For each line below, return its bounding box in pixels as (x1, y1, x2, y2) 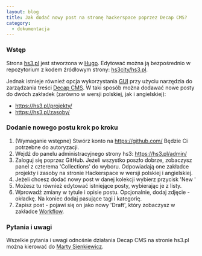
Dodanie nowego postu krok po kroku (6, 123, 118, 132)
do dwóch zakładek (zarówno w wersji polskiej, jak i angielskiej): (6, 90, 166, 97)
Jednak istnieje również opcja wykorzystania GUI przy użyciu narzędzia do (6, 77, 193, 85)
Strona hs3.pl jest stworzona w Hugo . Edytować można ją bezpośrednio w (6, 59, 191, 66)
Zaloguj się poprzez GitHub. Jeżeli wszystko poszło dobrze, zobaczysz (14, 156, 192, 164)
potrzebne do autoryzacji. (14, 143, 80, 151)
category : (6, 20, 31, 26)
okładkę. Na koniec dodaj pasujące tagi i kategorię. (14, 194, 142, 202)
